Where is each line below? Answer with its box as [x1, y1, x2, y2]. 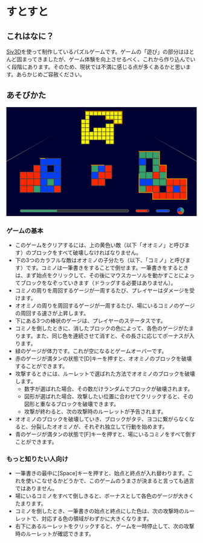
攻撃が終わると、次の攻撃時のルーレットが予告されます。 [24, 408, 167, 415]
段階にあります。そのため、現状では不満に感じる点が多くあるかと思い [11, 64, 186, 70]
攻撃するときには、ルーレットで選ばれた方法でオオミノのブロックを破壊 [14, 370, 195, 378]
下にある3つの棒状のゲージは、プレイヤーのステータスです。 [14, 317, 166, 324]
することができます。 [14, 363, 68, 370]
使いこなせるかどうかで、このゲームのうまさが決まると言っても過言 [25, 477, 195, 484]
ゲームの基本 [6, 226, 43, 235]
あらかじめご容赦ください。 [16, 71, 86, 78]
